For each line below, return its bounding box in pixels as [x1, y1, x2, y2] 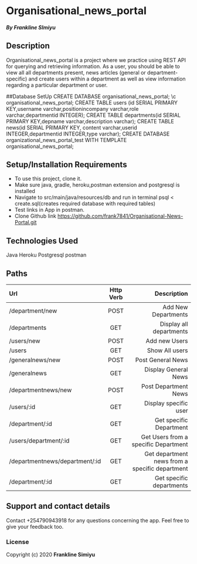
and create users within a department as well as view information [28, 75, 186, 82]
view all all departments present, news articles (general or [6, 69, 147, 76]
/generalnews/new [9, 356, 60, 364]
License [6, 538, 29, 546]
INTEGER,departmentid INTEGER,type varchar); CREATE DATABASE [6, 130, 170, 137]
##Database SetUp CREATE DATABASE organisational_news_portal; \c [6, 93, 176, 100]
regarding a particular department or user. [6, 81, 108, 89]
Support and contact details [6, 501, 110, 511]
